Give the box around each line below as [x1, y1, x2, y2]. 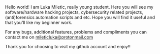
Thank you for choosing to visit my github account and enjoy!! [5, 44, 130, 49]
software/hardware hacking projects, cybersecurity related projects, [5, 9, 144, 15]
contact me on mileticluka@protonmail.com [5, 34, 94, 40]
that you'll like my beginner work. [5, 19, 72, 25]
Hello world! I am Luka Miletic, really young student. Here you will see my [5, 4, 154, 10]
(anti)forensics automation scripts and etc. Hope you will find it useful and [5, 15, 155, 20]
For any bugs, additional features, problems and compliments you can [5, 29, 147, 35]
